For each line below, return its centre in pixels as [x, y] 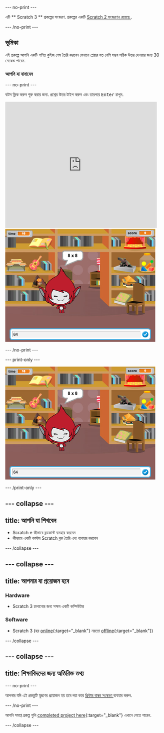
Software [17, 620]
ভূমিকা [12, 43]
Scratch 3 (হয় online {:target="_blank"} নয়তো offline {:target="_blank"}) [83, 631]
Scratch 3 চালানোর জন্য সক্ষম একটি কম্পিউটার [48, 606]
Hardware [17, 595]
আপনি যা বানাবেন [19, 74]
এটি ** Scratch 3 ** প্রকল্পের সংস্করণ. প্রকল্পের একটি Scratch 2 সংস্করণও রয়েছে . [69, 17]
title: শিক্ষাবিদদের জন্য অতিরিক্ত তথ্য [44, 674]
